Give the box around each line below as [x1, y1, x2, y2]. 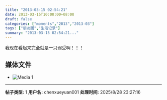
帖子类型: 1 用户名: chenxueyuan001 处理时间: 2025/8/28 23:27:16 [5, 89, 141, 95]
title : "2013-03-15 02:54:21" [5, 7, 68, 12]
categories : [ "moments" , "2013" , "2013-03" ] [5, 21, 94, 26]
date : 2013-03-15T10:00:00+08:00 [5, 12, 75, 17]
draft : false [5, 16, 32, 21]
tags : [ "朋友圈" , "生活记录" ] [5, 26, 61, 31]
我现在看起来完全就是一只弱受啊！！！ [5, 45, 83, 50]
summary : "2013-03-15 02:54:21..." [5, 30, 79, 35]
